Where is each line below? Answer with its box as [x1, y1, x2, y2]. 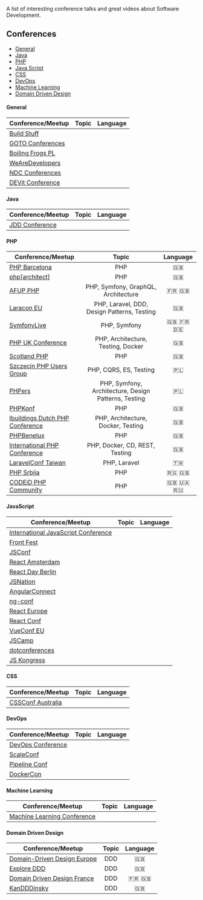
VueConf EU [9, 626, 45, 635]
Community [9, 486, 42, 494]
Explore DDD [9, 864, 46, 873]
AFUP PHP [9, 286, 40, 295]
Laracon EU [9, 304, 43, 312]
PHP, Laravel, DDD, [94, 300, 149, 309]
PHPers [9, 387, 31, 395]
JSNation [9, 577, 36, 585]
